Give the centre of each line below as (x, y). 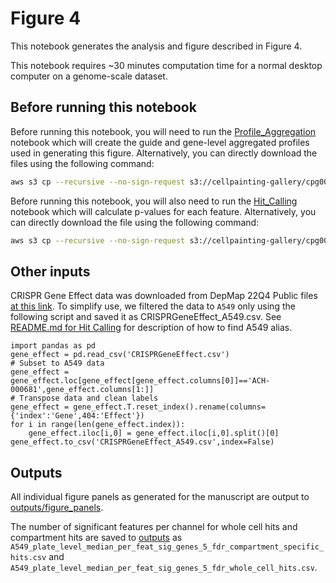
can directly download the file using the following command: (135, 222)
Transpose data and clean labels (89, 398)
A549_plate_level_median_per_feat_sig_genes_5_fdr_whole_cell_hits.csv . (164, 568)
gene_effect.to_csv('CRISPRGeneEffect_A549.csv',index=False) (142, 442)
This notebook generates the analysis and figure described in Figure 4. (156, 46)
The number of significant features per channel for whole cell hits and (154, 527)
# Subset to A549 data (57, 363)
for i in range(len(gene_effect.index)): (98, 425)
